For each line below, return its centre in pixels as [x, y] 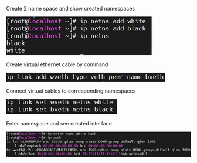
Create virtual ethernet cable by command [57, 64]
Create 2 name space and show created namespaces [71, 9]
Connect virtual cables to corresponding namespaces [71, 91]
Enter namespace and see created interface [59, 123]
